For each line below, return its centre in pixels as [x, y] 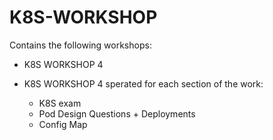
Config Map [63, 124]
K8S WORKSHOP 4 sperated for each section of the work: [143, 83]
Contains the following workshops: [80, 45]
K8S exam [60, 103]
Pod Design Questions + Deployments [117, 113]
